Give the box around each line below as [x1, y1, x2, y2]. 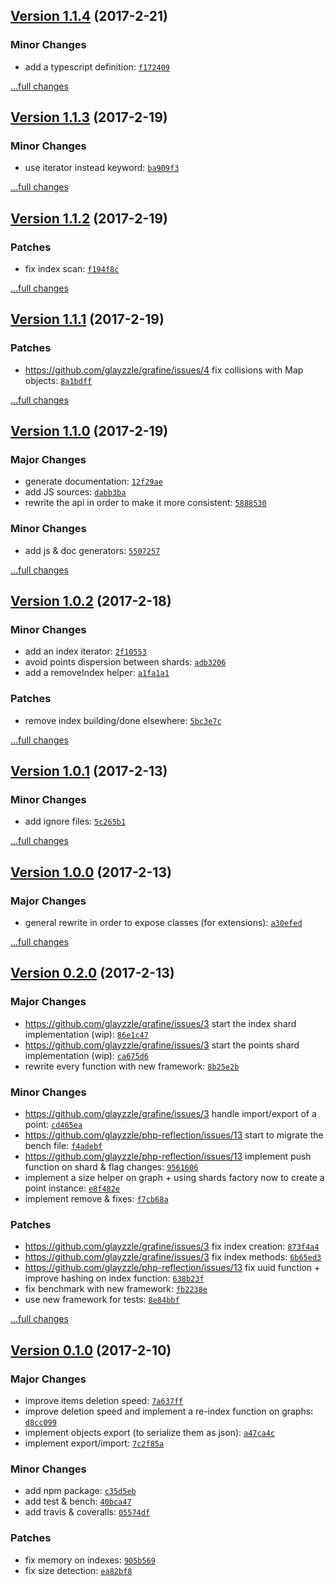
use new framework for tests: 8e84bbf [24, 1294, 180, 1306]
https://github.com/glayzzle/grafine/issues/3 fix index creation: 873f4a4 [24, 1240, 320, 1253]
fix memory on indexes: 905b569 [24, 1554, 156, 1566]
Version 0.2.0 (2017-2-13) [10, 965, 175, 982]
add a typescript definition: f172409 [24, 60, 170, 73]
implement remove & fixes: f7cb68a [24, 1193, 169, 1205]
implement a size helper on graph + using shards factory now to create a [24, 1172, 325, 1184]
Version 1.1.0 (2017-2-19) [10, 423, 169, 440]
